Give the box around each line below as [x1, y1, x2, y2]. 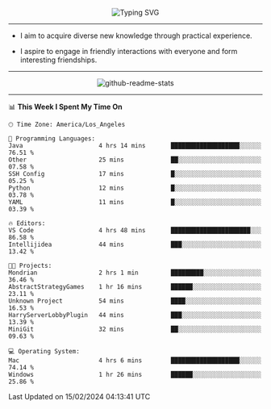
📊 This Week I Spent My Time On [8, 102, 123, 111]
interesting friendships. [19, 55, 98, 65]
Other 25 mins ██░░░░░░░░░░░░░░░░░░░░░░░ [8, 156, 262, 164]
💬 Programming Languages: [8, 135, 95, 143]
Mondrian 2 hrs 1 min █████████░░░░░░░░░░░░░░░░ [8, 269, 262, 277]
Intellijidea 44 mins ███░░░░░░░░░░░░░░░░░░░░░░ [8, 240, 262, 248]
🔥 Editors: [8, 219, 46, 227]
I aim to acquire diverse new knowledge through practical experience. [19, 31, 252, 40]
